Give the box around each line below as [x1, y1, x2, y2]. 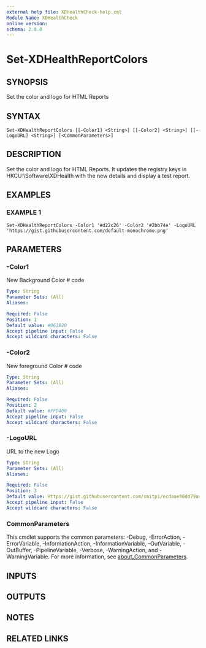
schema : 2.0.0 [6, 26, 43, 33]
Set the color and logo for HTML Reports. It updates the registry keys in [6, 165, 187, 172]
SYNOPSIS [6, 77, 48, 87]
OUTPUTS [6, 592, 46, 602]
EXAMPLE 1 [6, 208, 42, 217]
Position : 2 [6, 403, 37, 409]
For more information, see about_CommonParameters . [51, 553, 188, 560]
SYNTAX [6, 111, 41, 121]
